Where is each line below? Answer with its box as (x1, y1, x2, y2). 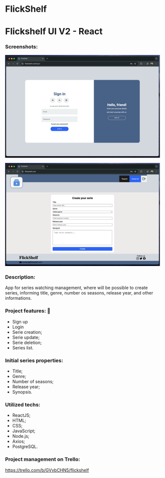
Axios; (12, 438, 26, 445)
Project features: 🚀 (5, 308, 51, 315)
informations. (5, 295, 32, 301)
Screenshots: (5, 43, 38, 50)
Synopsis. (12, 389, 33, 395)
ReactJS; (12, 412, 31, 418)
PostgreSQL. (12, 444, 38, 450)
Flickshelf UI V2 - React (5, 26, 103, 37)
